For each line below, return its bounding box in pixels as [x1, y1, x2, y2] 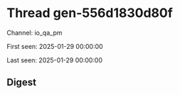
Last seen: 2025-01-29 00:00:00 [6, 55, 103, 65]
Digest [6, 77, 37, 89]
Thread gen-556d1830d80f [6, 5, 174, 21]
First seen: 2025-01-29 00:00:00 [6, 42, 104, 50]
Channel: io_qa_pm [6, 28, 63, 37]
